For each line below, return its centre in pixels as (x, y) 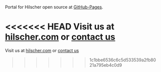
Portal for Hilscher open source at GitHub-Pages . (54, 7)
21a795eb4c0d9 (106, 65)
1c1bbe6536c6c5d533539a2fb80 (123, 60)
